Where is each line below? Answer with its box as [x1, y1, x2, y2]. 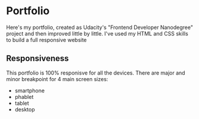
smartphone [14, 87, 45, 94]
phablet [14, 93, 34, 100]
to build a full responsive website [6, 36, 87, 43]
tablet [14, 99, 30, 107]
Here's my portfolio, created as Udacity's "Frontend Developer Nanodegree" [6, 24, 193, 31]
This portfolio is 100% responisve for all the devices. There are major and [6, 69, 185, 76]
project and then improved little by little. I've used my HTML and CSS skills [6, 30, 188, 37]
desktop [14, 105, 36, 113]
